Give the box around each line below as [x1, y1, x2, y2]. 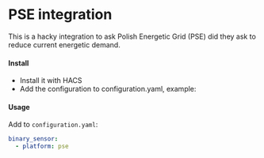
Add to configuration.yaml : [8, 120, 98, 130]
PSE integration [8, 6, 113, 24]
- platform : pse [15, 142, 69, 151]
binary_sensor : [8, 135, 59, 143]
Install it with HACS [19, 76, 82, 85]
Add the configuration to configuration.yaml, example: [19, 85, 197, 94]
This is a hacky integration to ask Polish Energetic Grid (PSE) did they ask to [8, 32, 256, 41]
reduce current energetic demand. [8, 39, 121, 49]
